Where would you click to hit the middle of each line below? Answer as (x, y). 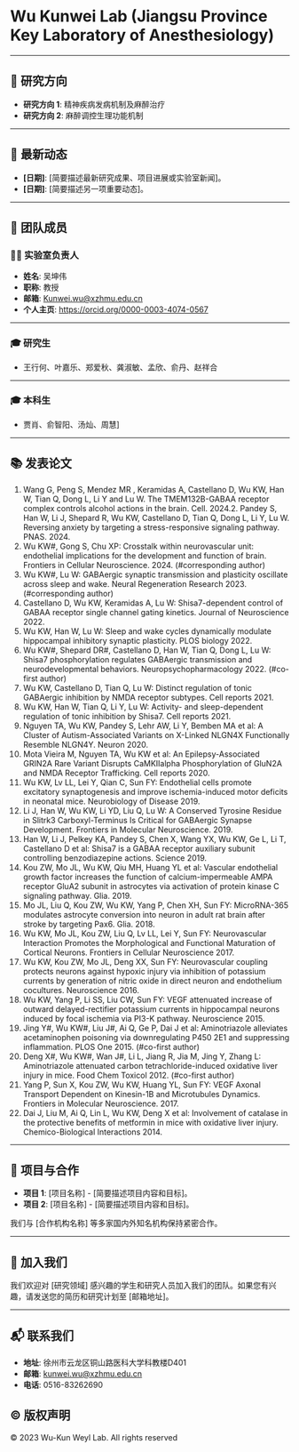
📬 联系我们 (42, 1336)
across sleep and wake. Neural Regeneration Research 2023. (135, 583)
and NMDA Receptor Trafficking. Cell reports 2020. (117, 773)
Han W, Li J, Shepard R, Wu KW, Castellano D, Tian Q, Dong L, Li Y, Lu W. (156, 517)
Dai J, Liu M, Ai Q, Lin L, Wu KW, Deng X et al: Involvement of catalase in (155, 1112)
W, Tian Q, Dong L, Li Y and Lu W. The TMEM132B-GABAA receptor (146, 499)
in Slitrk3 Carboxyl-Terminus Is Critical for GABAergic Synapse (137, 820)
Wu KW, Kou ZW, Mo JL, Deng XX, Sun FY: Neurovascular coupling (146, 961)
